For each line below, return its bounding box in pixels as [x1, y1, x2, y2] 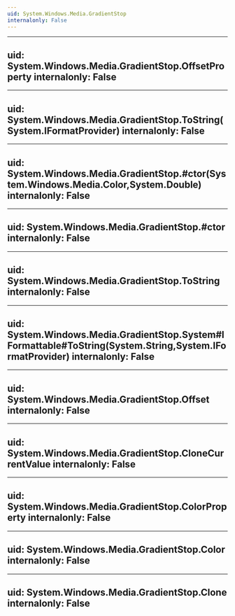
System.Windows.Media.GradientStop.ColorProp [7, 501, 227, 513]
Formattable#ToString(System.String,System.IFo [7, 339, 227, 351]
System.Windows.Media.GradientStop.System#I [7, 328, 225, 340]
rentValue [7, 458, 51, 470]
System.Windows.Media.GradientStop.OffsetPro [7, 60, 225, 72]
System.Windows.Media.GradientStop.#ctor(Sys [7, 167, 227, 179]
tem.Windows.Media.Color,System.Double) [7, 178, 202, 190]
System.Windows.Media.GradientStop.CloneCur [7, 447, 225, 459]
